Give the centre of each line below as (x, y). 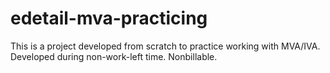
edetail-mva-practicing (109, 18)
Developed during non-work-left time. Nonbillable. (114, 56)
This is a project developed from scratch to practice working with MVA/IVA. (165, 46)
